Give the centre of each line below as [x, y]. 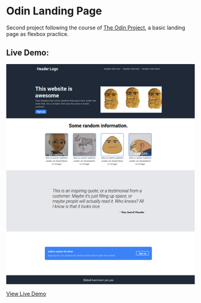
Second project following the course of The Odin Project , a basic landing [96, 28]
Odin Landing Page [54, 11]
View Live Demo [26, 294]
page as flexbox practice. [37, 34]
